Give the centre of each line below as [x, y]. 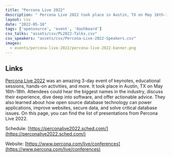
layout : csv [18, 19]
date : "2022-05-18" [26, 24]
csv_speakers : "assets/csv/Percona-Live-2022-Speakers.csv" [71, 39]
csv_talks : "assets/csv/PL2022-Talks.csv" [51, 34]
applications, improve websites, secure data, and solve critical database [81, 108]
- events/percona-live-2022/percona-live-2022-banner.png [73, 48]
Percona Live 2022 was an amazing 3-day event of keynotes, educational [83, 81]
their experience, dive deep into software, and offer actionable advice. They [85, 97]
